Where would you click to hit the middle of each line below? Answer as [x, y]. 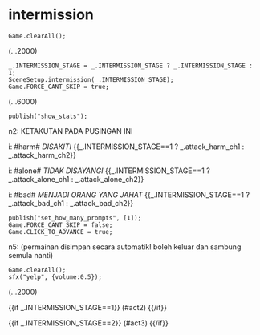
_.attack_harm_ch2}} [42, 155]
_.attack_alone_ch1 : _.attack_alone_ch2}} [76, 179]
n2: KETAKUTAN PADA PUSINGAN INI [71, 131]
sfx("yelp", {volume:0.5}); [55, 277]
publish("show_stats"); [48, 116]
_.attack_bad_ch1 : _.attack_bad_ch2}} [71, 203]
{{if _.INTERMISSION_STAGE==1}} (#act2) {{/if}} [87, 307]
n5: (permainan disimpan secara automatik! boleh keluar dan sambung [125, 247]
